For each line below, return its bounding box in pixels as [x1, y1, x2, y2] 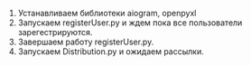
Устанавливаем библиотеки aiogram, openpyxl [17, 8, 197, 18]
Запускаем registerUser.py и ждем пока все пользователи [17, 17, 243, 28]
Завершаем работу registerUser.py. [17, 36, 154, 47]
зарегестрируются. [17, 27, 93, 37]
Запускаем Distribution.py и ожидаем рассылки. [17, 46, 205, 57]
